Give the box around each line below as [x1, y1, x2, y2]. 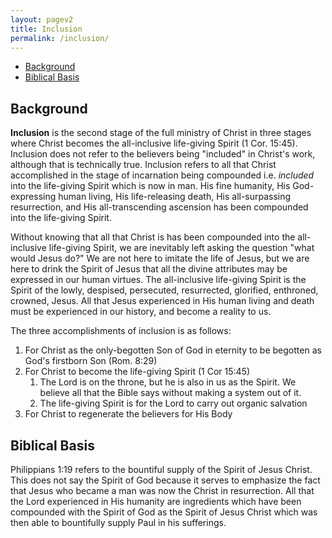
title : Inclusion [10, 24, 83, 34]
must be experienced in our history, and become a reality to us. [10, 306, 272, 318]
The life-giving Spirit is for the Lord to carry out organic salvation [39, 397, 308, 410]
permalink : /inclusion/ [10, 33, 110, 43]
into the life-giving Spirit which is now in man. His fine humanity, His [10, 180, 291, 192]
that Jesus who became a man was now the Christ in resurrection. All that [10, 485, 315, 496]
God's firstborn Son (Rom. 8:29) [24, 355, 158, 367]
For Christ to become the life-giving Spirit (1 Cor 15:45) [24, 366, 251, 378]
